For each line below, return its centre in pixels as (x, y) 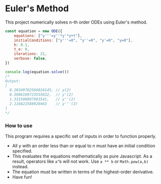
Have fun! (22, 177)
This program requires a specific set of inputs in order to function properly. (81, 136)
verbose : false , (31, 59)
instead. (20, 166)
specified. (22, 151)
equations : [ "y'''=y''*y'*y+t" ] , (48, 36)
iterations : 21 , (31, 54)
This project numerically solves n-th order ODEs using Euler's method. (76, 22)
